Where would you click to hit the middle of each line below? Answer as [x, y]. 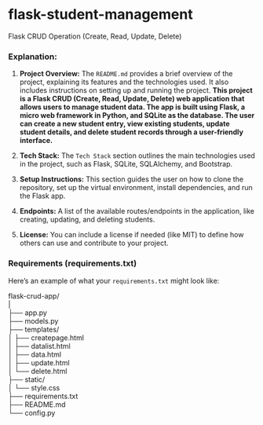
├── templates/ [34, 329]
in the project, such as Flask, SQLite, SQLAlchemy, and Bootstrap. [126, 164]
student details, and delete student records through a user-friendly [131, 132]
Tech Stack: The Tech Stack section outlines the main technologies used [137, 156]
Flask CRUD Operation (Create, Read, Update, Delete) [95, 36]
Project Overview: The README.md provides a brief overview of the [126, 74]
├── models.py [33, 321]
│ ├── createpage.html [46, 337]
